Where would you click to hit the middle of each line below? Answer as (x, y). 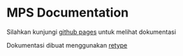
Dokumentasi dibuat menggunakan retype (67, 45)
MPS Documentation (68, 13)
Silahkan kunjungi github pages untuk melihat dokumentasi (91, 32)
